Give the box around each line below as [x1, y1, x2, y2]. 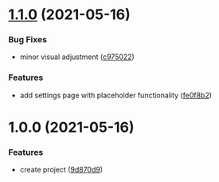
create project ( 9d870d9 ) [19, 165, 104, 175]
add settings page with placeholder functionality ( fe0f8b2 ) [19, 90, 213, 100]
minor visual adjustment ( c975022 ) [19, 52, 135, 61]
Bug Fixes [8, 34, 48, 45]
